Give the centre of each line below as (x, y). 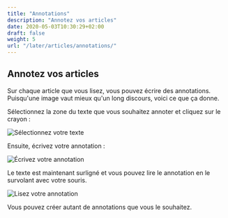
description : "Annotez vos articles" (62, 20)
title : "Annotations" (39, 14)
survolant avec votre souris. (47, 180)
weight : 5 (22, 40)
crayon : (19, 119)
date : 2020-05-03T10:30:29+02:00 (56, 26)
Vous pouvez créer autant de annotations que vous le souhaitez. (100, 207)
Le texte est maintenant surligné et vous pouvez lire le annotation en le (109, 173)
